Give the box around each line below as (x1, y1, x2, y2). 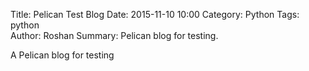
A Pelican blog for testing (10, 49, 115, 61)
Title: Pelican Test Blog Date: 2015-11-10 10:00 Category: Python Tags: (10, 9, 300, 20)
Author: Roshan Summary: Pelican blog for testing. (10, 30, 219, 41)
